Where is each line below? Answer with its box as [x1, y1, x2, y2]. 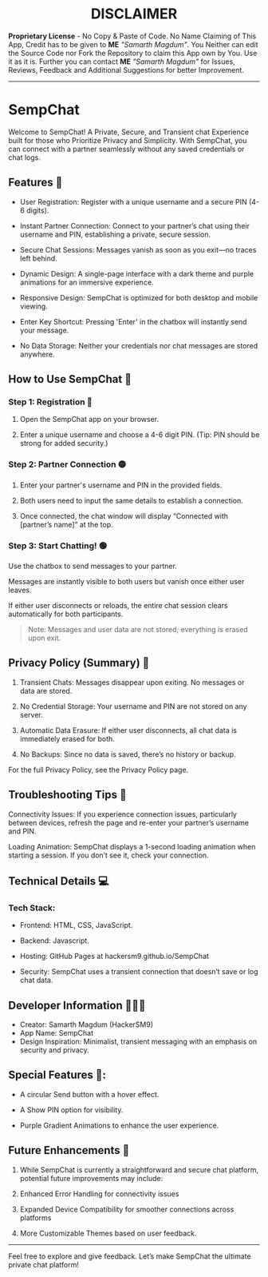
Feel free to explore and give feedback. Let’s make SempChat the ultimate [8, 1251, 251, 1261]
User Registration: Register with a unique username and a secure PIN [19, 197, 247, 206]
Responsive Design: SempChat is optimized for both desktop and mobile [19, 292, 258, 302]
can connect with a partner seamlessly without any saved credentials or [8, 144, 245, 153]
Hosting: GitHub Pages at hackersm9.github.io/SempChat [19, 952, 210, 961]
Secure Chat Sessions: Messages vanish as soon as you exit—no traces [19, 245, 257, 254]
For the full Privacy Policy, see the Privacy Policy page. [8, 765, 189, 774]
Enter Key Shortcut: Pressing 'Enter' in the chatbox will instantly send [19, 316, 247, 326]
